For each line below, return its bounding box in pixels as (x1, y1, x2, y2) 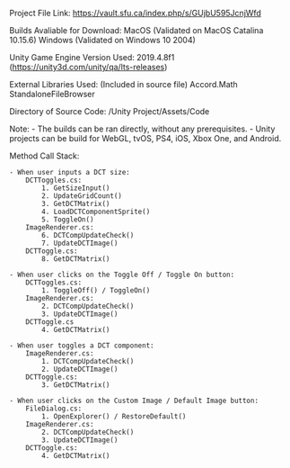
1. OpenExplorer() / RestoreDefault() (41, 412, 187, 421)
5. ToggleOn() (41, 215, 94, 224)
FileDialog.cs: (25, 404, 83, 413)
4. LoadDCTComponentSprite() (41, 207, 151, 216)
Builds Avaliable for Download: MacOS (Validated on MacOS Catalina (9, 25, 264, 35)
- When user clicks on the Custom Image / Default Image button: (9, 396, 259, 405)
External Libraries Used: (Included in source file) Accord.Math (9, 79, 238, 89)
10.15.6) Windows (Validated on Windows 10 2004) (9, 35, 196, 45)
